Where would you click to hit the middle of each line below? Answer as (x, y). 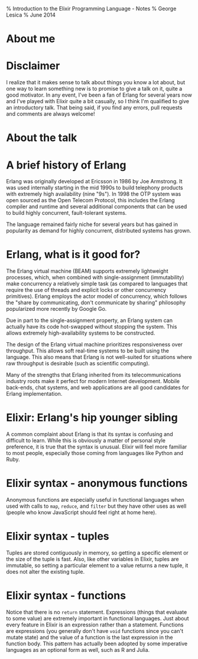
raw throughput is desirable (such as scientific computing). (78, 364)
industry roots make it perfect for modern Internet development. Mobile (93, 381)
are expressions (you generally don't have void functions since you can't (95, 631)
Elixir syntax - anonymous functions (97, 483)
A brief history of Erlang (66, 165)
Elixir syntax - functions (66, 596)
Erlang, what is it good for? (73, 255)
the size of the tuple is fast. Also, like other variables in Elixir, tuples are (92, 559)
